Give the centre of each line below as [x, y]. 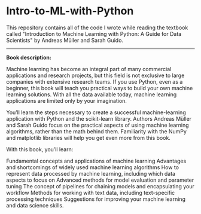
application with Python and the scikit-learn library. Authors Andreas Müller [99, 118]
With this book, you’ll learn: [40, 149]
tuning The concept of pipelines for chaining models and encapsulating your [100, 186]
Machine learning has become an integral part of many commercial [89, 69]
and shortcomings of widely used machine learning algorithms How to [93, 167]
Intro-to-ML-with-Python [70, 11]
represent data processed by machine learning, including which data [91, 173]
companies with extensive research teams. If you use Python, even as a [95, 81]
